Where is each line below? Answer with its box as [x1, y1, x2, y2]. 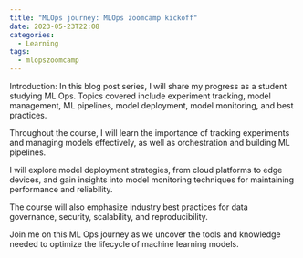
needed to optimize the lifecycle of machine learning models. [9, 239, 239, 249]
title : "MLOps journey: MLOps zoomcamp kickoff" [9, 13, 198, 23]
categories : [9, 30, 55, 39]
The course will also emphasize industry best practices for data [9, 201, 248, 212]
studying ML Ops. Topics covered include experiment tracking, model [9, 90, 271, 101]
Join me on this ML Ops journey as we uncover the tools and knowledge [9, 229, 281, 240]
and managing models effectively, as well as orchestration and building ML [9, 138, 290, 148]
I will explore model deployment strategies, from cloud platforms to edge [9, 165, 283, 175]
